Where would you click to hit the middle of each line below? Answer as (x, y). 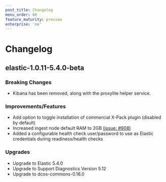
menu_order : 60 (21, 15)
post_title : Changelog (29, 10)
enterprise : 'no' (24, 24)
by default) (24, 123)
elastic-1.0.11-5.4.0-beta (45, 68)
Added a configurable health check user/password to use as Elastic (83, 134)
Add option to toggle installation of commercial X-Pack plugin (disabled (87, 118)
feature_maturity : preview (34, 19)
